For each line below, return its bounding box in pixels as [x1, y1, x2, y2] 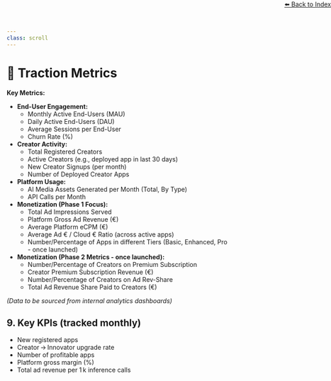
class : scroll [6, 34, 49, 42]
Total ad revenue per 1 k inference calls [16, 365, 131, 375]
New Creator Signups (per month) [27, 162, 127, 171]
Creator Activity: [16, 140, 68, 148]
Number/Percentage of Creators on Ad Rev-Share [27, 275, 173, 283]
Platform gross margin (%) [16, 358, 95, 367]
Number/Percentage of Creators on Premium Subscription [27, 260, 198, 268]
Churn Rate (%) [27, 132, 74, 141]
